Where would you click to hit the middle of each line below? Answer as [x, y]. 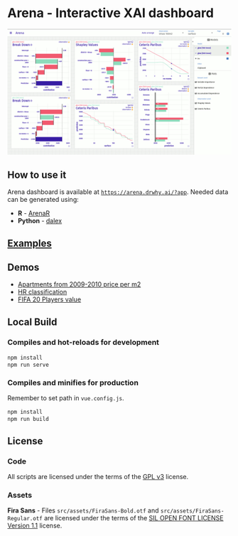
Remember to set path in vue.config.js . [66, 398]
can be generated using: [43, 200]
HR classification [42, 292]
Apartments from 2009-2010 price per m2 [79, 284]
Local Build [32, 322]
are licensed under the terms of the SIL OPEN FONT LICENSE [134, 518]
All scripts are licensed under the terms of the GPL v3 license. [98, 477]
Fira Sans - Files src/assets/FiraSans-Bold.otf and [83, 510]
